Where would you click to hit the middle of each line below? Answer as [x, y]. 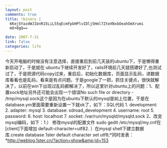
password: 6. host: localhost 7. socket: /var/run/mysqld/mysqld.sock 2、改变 [84, 116]
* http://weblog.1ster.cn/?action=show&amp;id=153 [57, 140]
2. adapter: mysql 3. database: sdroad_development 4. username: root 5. [80, 110]
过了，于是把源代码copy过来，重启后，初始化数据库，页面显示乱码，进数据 [82, 74]
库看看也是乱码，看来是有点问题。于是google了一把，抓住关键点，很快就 [80, 79]
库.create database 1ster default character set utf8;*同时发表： [70, 135]
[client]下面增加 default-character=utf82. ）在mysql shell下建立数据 [75, 128]
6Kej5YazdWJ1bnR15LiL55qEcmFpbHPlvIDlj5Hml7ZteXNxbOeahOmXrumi [77, 24]
